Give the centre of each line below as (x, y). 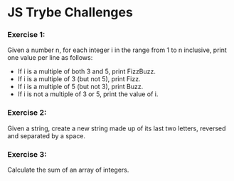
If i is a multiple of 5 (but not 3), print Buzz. (80, 87)
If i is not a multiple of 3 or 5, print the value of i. (88, 94)
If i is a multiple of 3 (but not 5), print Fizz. (79, 79)
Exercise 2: (27, 113)
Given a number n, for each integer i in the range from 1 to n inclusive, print (117, 50)
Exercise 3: (27, 154)
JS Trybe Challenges (70, 12)
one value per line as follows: (50, 58)
